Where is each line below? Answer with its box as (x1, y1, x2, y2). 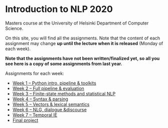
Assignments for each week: (5, 70, 64, 76)
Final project (12, 117, 39, 123)
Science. (5, 25, 24, 31)
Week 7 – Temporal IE (12, 111, 58, 118)
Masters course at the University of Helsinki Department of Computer (5, 20, 149, 26)
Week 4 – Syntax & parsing (12, 96, 69, 102)
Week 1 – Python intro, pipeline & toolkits (12, 80, 96, 86)
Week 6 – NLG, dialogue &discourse (12, 106, 87, 112)
